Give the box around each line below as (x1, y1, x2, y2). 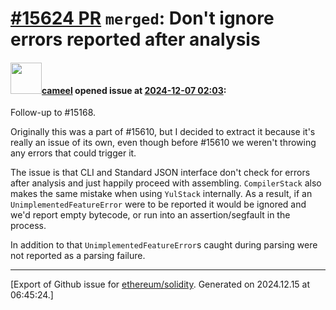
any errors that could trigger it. (10, 147, 137, 159)
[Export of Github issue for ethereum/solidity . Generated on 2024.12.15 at (10, 278, 311, 291)
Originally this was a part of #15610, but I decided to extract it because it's (10, 126, 316, 138)
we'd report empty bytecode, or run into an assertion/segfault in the (10, 209, 291, 221)
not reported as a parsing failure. (10, 250, 146, 262)
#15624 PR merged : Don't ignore (10, 7, 275, 30)
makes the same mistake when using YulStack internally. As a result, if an (10, 188, 313, 200)
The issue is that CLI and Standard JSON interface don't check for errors (10, 167, 311, 179)
